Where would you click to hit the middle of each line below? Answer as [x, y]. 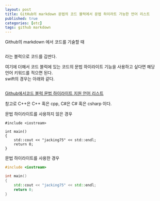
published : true [21, 18]
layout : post [18, 9]
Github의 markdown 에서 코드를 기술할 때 [45, 42]
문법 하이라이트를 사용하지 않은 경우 [39, 114]
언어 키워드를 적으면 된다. [29, 73]
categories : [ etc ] [24, 23]
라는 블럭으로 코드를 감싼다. [31, 57]
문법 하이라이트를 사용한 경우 [32, 158]
